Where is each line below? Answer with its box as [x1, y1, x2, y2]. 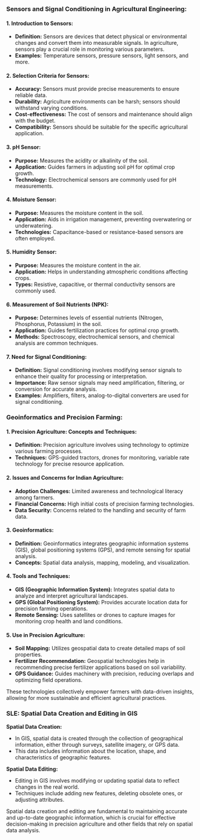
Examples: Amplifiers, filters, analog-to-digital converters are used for [14, 392, 189, 399]
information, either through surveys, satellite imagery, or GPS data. [14, 741, 180, 748]
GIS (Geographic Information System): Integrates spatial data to [14, 586, 175, 594]
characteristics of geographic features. [14, 753, 112, 761]
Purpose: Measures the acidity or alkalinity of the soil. [14, 157, 149, 164]
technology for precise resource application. [14, 460, 125, 468]
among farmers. [14, 494, 55, 501]
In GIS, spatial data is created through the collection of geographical [14, 735, 184, 742]
